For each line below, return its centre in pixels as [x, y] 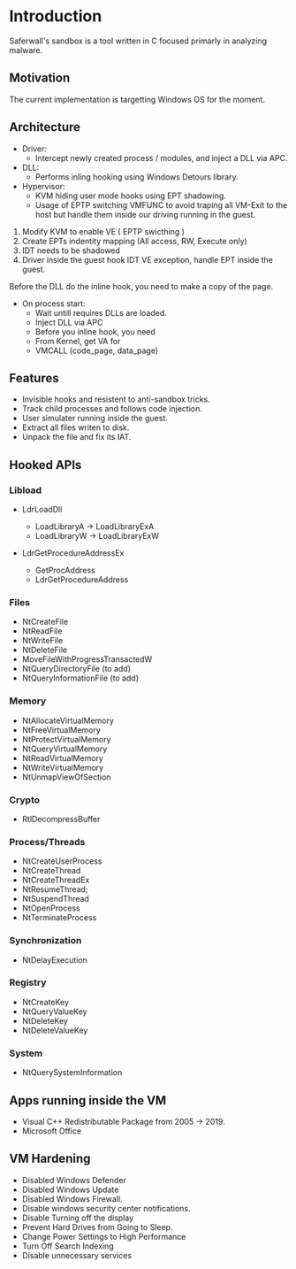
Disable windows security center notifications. [106, 1208]
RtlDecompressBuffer [61, 819]
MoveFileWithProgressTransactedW [87, 659]
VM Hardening [50, 1159]
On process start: [53, 304]
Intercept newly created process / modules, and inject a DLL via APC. [161, 158]
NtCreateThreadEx [56, 880]
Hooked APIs [46, 465]
